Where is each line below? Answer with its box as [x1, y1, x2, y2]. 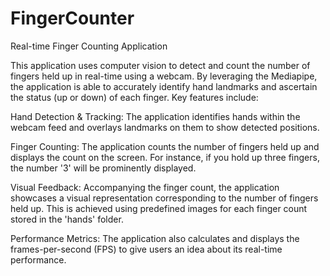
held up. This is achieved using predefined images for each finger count [10, 202, 308, 214]
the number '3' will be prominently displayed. [10, 162, 197, 174]
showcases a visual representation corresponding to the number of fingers [10, 192, 319, 204]
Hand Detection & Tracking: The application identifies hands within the [10, 110, 301, 122]
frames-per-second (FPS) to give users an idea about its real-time [10, 243, 283, 255]
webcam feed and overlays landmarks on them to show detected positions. [10, 121, 320, 133]
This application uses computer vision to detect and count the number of [10, 59, 311, 71]
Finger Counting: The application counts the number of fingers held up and [10, 140, 320, 152]
